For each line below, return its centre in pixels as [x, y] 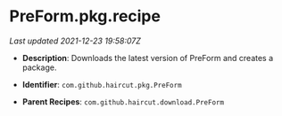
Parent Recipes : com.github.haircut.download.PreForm [123, 101]
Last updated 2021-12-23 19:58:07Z [75, 41]
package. [39, 67]
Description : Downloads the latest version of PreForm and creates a [148, 58]
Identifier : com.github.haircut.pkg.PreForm [102, 84]
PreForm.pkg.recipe [85, 16]
